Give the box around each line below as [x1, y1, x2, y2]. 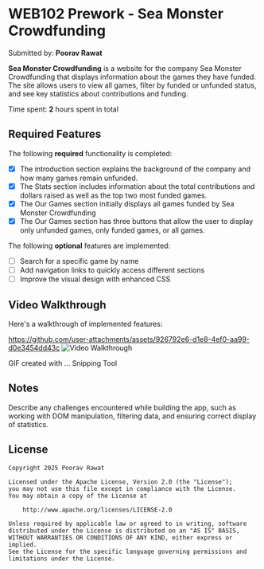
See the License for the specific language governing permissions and [8, 547, 247, 555]
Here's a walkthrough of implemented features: [8, 320, 163, 328]
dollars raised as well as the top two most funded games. [19, 190, 208, 200]
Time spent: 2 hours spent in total [8, 104, 119, 114]
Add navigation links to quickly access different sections [19, 265, 205, 275]
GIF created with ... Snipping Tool [8, 359, 118, 367]
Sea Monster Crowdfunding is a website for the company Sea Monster [8, 63, 243, 73]
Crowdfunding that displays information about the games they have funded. [8, 72, 257, 81]
